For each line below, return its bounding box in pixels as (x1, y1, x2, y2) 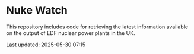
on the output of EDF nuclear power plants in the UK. (6, 29, 135, 36)
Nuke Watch (6, 4, 68, 17)
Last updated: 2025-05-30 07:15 (6, 41, 86, 48)
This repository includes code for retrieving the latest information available (6, 23, 189, 30)
